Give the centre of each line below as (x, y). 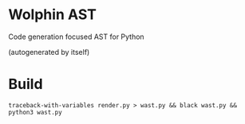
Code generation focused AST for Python (77, 37)
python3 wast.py (35, 112)
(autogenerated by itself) (49, 52)
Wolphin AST (53, 15)
